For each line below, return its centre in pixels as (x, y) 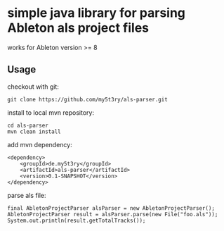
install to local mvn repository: (51, 112)
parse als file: (27, 195)
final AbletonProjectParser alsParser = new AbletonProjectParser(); (111, 208)
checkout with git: (33, 87)
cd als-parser (28, 125)
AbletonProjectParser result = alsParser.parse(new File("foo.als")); (113, 214)
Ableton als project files (78, 28)
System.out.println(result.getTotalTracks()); (77, 220)
